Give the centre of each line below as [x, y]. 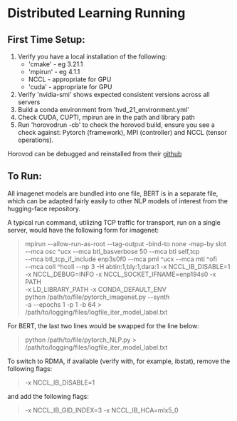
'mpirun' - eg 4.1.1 [54, 72]
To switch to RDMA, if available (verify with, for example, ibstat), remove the [119, 361]
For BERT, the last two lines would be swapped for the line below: [103, 325]
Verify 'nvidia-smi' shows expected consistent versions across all [114, 95]
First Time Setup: [46, 40]
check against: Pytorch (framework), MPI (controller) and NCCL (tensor [122, 132]
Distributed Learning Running [96, 13]
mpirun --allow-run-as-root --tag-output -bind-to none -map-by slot [125, 243]
